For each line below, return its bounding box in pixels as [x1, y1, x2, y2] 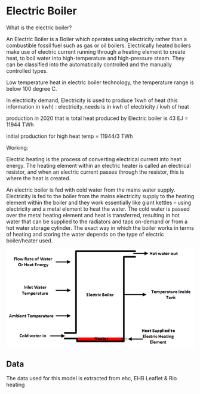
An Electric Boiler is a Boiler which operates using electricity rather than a [6, 35, 187, 42]
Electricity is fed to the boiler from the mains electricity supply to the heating [6, 192, 195, 199]
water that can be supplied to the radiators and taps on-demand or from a [6, 218, 188, 225]
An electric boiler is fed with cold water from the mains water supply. [6, 186, 176, 193]
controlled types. [6, 67, 48, 74]
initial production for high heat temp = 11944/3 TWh [6, 133, 133, 140]
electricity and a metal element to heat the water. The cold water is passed [6, 205, 190, 213]
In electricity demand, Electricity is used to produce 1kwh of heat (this [6, 97, 178, 104]
